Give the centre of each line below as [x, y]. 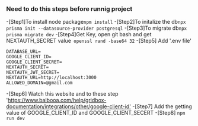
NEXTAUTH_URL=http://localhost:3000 [51, 78]
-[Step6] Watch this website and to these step [62, 94]
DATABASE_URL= [24, 52]
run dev [16, 119]
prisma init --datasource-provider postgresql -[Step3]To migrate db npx [97, 28]
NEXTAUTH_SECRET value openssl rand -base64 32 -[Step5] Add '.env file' [99, 41]
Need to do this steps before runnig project [69, 9]
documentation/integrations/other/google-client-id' [69, 106]
